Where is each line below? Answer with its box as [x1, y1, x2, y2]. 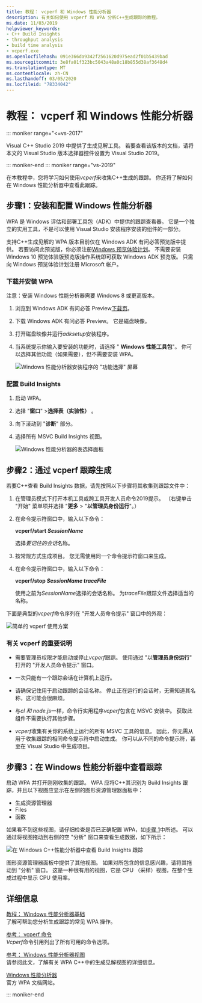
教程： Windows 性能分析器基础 [6, 910, 85, 918]
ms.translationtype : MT [6, 64, 66, 71]
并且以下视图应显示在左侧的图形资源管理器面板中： [16, 787, 143, 794]
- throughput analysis [6, 37, 63, 43]
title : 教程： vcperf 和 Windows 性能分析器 [6, 8, 111, 15]
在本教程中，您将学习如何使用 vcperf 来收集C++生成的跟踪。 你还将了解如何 [6, 174, 193, 181]
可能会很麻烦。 [31, 695, 68, 702]
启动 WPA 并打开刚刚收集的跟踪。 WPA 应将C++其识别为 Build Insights [6, 779, 182, 787]
